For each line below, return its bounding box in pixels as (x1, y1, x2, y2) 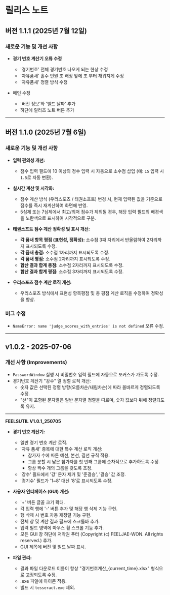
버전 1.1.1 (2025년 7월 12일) (5, 26, 87, 35)
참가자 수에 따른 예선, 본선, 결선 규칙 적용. (27, 452, 110, 458)
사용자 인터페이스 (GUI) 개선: (12, 488, 70, 494)
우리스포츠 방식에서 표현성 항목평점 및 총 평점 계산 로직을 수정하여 (20, 290, 150, 296)
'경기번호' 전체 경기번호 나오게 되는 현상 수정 (20, 66, 108, 72)
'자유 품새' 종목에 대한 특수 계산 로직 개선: (20, 445, 103, 452)
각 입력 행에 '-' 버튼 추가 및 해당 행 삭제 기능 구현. (20, 505, 118, 512)
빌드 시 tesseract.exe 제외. (20, 584, 75, 590)
